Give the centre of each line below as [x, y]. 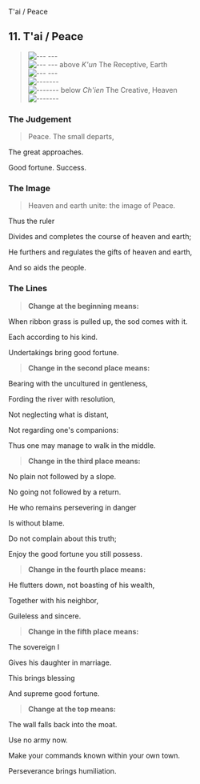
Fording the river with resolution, [62, 398]
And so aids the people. [47, 268]
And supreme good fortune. [54, 693]
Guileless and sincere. [45, 616]
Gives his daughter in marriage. [60, 662]
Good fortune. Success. [47, 168]
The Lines [28, 289]
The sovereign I [34, 646]
